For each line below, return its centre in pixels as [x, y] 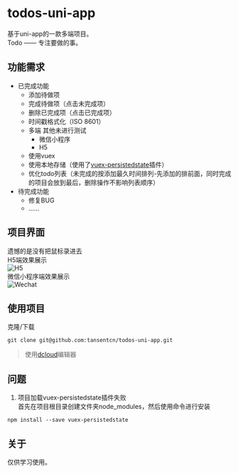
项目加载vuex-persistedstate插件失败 [72, 397]
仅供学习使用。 [29, 462]
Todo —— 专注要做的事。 [45, 42]
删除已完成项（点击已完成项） [72, 113]
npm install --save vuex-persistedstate [68, 420]
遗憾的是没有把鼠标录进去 [45, 251]
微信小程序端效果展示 [38, 276]
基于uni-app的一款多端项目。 [50, 33]
